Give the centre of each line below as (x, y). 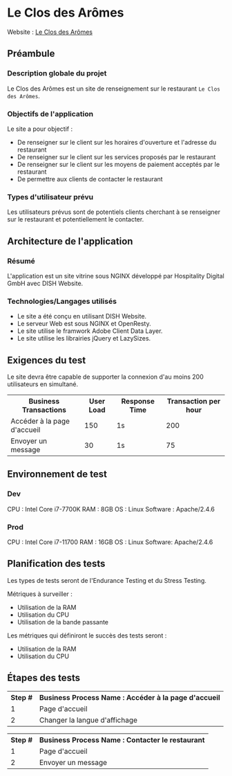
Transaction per (194, 401)
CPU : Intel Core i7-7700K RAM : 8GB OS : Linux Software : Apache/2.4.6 (111, 509)
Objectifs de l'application (50, 114)
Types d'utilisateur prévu (50, 197)
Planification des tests (56, 564)
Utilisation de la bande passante (63, 622)
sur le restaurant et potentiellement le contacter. (76, 219)
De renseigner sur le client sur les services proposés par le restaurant (116, 156)
